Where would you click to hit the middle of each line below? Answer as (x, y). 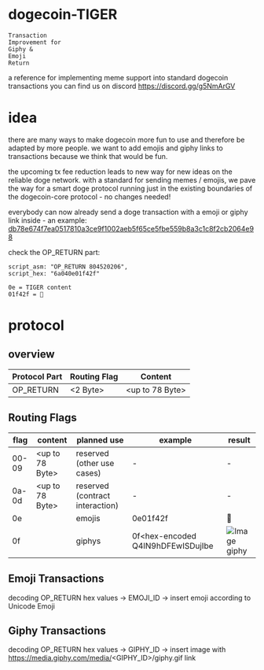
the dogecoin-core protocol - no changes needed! (90, 196)
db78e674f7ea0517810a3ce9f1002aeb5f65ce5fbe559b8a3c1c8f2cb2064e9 (131, 228)
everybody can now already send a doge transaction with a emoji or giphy (128, 212)
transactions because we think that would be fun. (88, 156)
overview (31, 355)
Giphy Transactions (57, 630)
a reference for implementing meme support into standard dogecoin (118, 77)
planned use (100, 440)
